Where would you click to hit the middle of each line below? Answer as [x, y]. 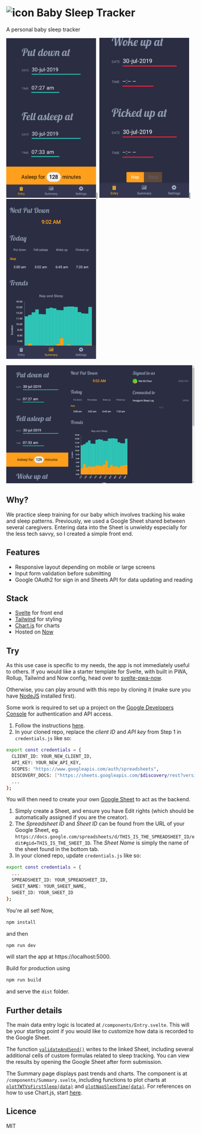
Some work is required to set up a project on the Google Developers [90, 708]
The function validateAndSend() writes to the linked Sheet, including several [100, 1049]
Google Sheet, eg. [37, 830]
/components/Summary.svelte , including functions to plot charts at [86, 1080]
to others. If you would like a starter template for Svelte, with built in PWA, [97, 672]
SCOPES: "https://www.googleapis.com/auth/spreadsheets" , [86, 769]
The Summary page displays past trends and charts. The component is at [97, 1073]
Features [23, 552]
